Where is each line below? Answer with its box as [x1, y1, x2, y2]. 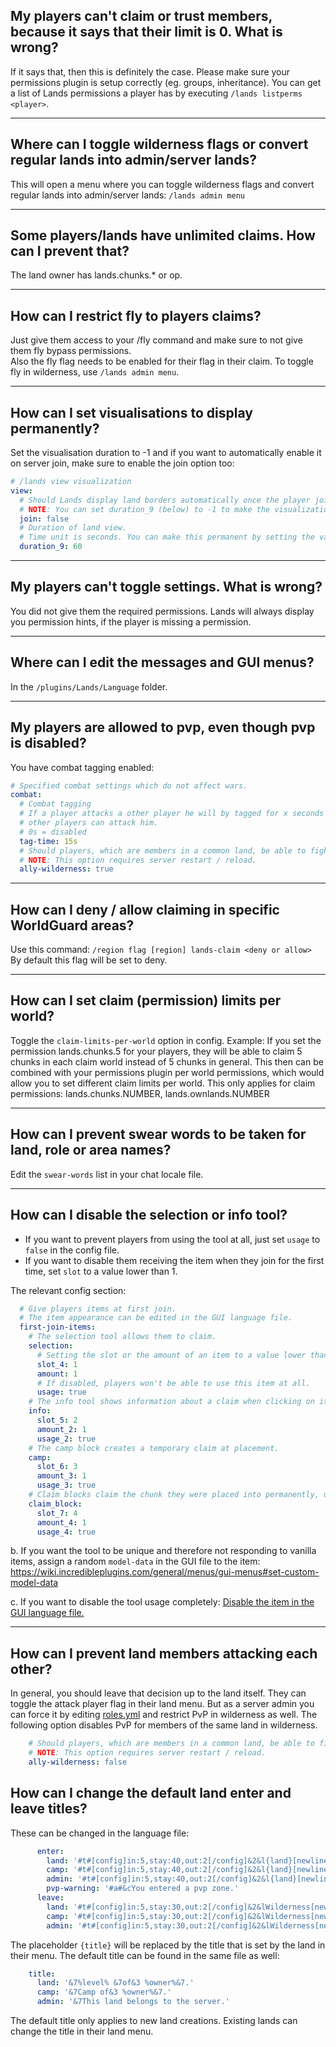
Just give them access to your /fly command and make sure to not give [10, 334, 303, 346]
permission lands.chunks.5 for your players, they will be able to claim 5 [10, 1045, 303, 1057]
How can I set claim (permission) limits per [10, 992, 282, 1009]
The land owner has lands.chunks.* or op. [10, 269, 183, 281]
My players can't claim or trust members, [10, 8, 273, 25]
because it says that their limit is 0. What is [10, 24, 283, 41]
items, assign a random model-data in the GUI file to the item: [10, 1555, 261, 1568]
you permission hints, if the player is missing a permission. [10, 615, 252, 628]
